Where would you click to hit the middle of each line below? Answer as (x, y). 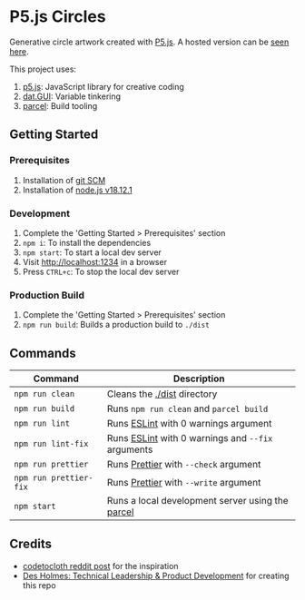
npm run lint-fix (51, 444)
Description (199, 379)
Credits (31, 544)
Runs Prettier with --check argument (184, 465)
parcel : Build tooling (60, 105)
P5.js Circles (58, 17)
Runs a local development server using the (198, 501)
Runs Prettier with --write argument (184, 483)
